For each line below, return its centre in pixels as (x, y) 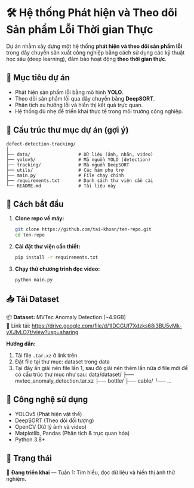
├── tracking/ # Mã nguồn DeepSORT (68, 165)
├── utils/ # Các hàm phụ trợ (65, 170)
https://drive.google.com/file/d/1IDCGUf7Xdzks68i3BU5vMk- (107, 326)
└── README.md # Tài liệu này (61, 186)
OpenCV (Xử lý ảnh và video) (51, 426)
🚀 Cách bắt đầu (35, 204)
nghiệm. (16, 479)
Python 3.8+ (30, 439)
